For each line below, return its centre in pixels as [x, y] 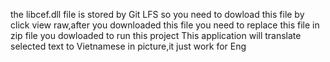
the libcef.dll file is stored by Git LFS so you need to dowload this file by [157, 14]
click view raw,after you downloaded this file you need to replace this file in [165, 25]
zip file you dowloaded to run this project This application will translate [156, 35]
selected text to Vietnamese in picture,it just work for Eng [128, 46]
